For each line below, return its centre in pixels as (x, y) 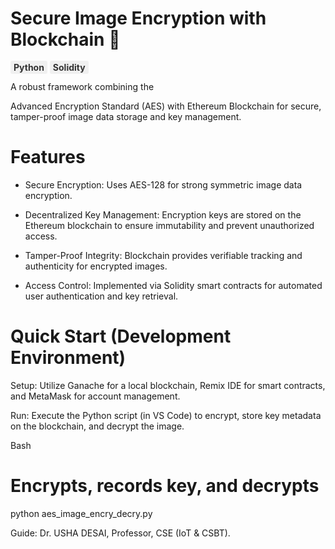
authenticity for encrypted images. (96, 266)
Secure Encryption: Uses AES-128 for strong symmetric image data (163, 184)
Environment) (68, 358)
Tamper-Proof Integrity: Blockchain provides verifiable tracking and (163, 255)
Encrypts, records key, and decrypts (165, 486)
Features (48, 157)
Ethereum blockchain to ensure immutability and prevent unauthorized (169, 225)
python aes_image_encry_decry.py (81, 513)
